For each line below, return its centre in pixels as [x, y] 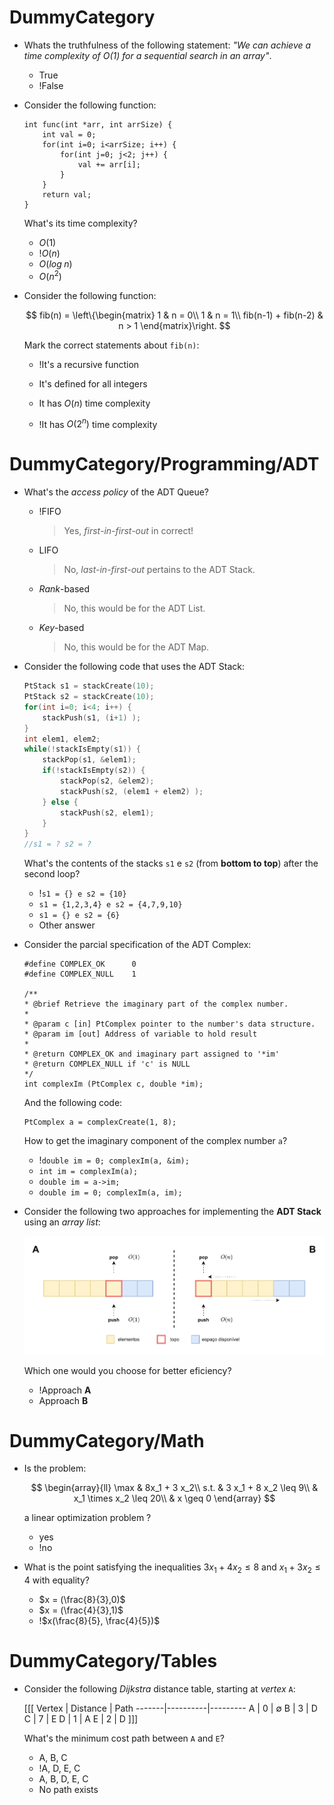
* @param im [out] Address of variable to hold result [140, 1034]
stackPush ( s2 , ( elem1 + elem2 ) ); [132, 791]
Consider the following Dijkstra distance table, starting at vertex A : [159, 1689]
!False [51, 85]
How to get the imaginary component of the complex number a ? [155, 1141]
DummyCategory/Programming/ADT [164, 464]
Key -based [61, 628]
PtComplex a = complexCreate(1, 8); [100, 1122]
